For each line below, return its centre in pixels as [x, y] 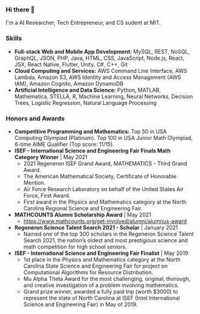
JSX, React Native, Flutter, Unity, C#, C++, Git [71, 64]
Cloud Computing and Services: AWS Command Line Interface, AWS [101, 71]
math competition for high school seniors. [75, 246]
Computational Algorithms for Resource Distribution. [88, 272]
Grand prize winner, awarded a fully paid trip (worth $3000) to [101, 291]
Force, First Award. [47, 195]
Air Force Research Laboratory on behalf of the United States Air [104, 189]
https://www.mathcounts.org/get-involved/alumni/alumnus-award [105, 221]
